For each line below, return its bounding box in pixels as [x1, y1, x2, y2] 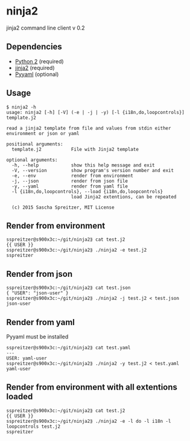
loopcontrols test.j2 [6, 424, 61, 430]
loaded [6, 392, 33, 402]
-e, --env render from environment [11, 173, 134, 179]
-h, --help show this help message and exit [11, 162, 155, 168]
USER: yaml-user [6, 355, 47, 361]
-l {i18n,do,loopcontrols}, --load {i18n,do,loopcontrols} [11, 188, 163, 194]
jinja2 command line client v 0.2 [6, 24, 86, 31]
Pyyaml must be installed [6, 333, 69, 340]
